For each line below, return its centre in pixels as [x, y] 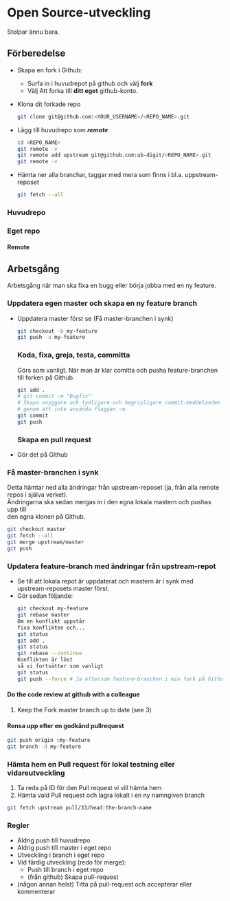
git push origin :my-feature [49, 741]
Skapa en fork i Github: [49, 70]
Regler [18, 825]
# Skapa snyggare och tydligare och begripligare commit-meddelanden [119, 403]
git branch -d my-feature [44, 747]
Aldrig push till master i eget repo [64, 848]
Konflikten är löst [45, 660]
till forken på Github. [46, 377]
